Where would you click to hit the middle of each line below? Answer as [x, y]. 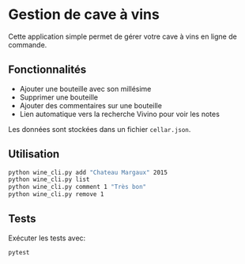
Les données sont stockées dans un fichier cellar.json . [100, 129]
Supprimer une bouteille [59, 97]
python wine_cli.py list [49, 179]
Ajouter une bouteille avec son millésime [85, 89]
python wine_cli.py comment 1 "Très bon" [77, 187]
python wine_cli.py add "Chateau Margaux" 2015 [88, 172]
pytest [19, 252]
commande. [28, 44]
